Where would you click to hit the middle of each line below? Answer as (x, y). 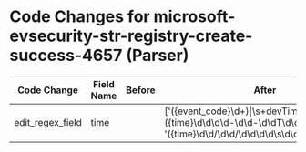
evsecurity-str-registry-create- (131, 36)
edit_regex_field (48, 122)
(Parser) (158, 56)
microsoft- (194, 17)
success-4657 (66, 56)
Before (141, 90)
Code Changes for (80, 17)
